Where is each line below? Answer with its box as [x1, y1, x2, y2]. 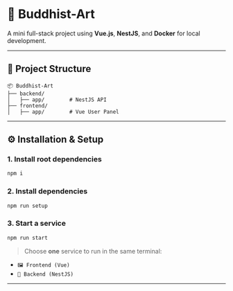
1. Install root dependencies [7, 155, 102, 164]
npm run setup [7, 202, 49, 209]
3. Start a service [7, 218, 66, 228]
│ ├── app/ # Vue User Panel [7, 108, 119, 115]
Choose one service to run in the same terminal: [24, 247, 162, 255]
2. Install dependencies [7, 186, 88, 196]
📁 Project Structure [7, 63, 92, 75]
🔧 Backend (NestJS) [17, 270, 74, 278]
